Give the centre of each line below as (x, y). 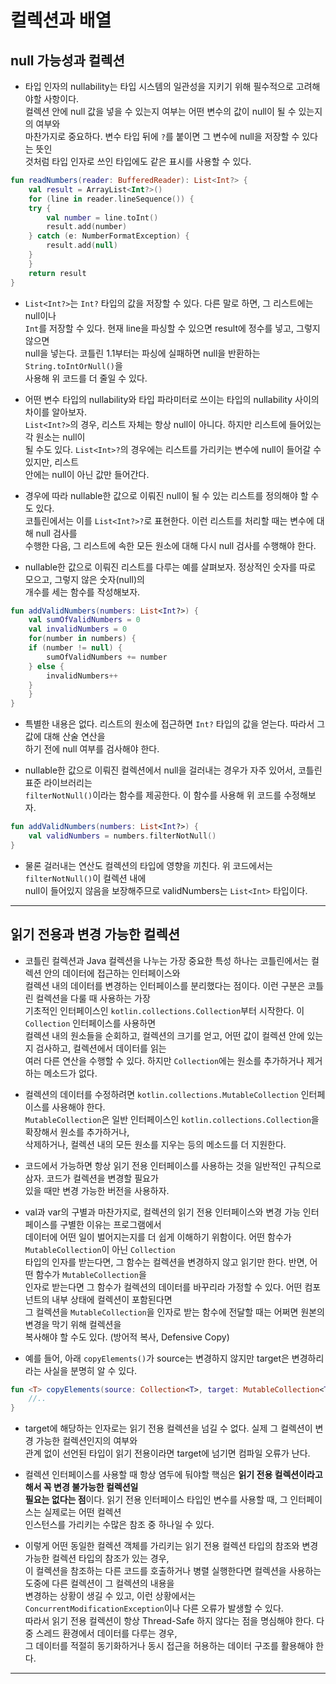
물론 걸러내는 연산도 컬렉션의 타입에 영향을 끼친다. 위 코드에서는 (148, 865)
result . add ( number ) (87, 227)
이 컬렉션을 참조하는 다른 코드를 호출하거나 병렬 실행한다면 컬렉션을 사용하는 (173, 1571)
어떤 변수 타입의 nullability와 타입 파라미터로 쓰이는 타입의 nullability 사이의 (172, 399)
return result (57, 273)
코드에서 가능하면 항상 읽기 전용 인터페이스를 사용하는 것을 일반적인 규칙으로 (173, 1165)
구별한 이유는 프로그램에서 (110, 1224)
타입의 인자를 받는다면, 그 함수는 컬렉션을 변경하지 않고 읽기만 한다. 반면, (166, 1262)
